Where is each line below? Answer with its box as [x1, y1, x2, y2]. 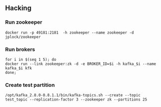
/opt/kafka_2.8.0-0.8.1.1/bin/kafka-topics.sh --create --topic [5, 93, 141, 98]
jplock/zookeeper [5, 34, 41, 39]
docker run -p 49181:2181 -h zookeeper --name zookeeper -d [5, 30, 134, 35]
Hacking [5, 4, 32, 12]
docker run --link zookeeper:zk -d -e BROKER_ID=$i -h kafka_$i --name [5, 61, 156, 66]
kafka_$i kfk [5, 65, 32, 71]
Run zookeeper [5, 19, 43, 26]
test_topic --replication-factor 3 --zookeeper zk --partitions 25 [5, 97, 148, 102]
